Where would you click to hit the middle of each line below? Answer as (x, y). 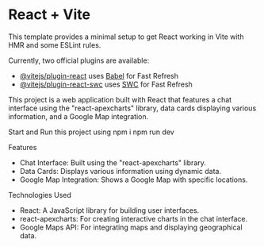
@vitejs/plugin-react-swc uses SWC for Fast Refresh (106, 84)
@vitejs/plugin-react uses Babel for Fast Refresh (99, 75)
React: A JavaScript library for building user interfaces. (109, 210)
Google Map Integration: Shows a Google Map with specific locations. (134, 179)
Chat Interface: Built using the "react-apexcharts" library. (113, 162)
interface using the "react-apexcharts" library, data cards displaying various (132, 108)
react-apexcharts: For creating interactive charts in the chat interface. (134, 218)
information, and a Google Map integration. (78, 116)
